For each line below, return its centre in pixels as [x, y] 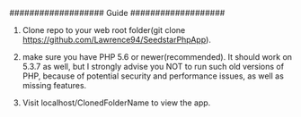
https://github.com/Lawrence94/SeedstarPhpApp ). [116, 40]
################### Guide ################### [117, 13]
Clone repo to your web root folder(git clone [104, 30]
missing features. [54, 85]
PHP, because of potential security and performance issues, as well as [153, 76]
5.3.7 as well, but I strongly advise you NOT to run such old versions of [153, 67]
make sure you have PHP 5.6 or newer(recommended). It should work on [157, 57]
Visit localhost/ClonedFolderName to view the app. [116, 103]
